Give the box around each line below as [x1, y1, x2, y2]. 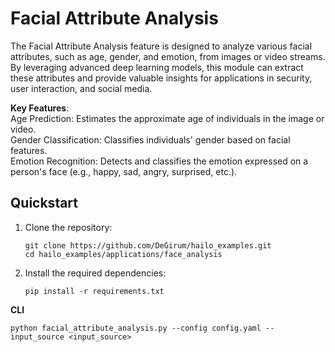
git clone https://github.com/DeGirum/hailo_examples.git [24, 240, 272, 251]
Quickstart [10, 195, 79, 212]
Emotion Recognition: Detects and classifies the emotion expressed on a [10, 155, 309, 167]
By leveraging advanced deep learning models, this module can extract [10, 61, 304, 73]
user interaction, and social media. [10, 82, 153, 94]
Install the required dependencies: [24, 267, 167, 279]
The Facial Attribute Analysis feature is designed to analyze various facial [10, 40, 313, 52]
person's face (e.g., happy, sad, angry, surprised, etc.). [10, 165, 238, 177]
